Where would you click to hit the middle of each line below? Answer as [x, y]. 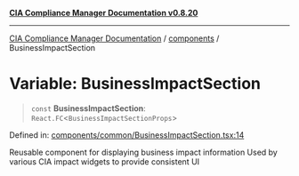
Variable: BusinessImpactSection [135, 84]
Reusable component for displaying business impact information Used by [143, 152]
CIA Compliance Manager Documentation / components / [114, 38]
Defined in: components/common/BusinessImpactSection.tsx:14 [127, 135]
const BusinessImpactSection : [89, 108]
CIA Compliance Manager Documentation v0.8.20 [104, 13]
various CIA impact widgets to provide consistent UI [105, 161]
